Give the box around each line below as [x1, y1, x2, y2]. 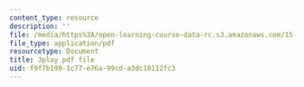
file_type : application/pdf [9, 38, 116, 48]
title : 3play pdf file [9, 55, 95, 64]
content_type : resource [9, 13, 100, 23]
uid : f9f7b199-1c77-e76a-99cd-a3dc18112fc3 [9, 64, 176, 73]
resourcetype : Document [9, 47, 100, 56]
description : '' [9, 22, 71, 31]
